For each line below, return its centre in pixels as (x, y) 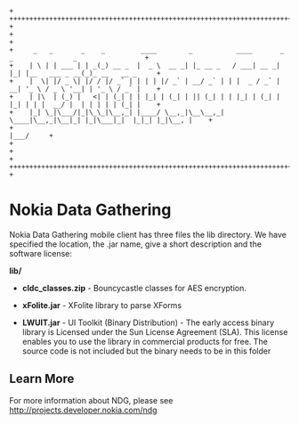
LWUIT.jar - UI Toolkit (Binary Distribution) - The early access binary (148, 322)
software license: (41, 253)
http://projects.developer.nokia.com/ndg (83, 410)
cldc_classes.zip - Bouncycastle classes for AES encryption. (134, 288)
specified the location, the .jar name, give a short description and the (136, 244)
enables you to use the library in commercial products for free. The (145, 341)
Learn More (42, 379)
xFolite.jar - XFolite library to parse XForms (102, 305)
